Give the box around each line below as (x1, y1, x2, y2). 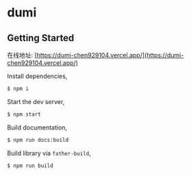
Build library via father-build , (7, 149, 91, 157)
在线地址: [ (7, 51, 38, 59)
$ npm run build (7, 162, 53, 169)
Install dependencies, (7, 72, 68, 80)
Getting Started (7, 32, 75, 44)
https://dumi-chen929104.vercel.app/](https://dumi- (36, 51, 184, 59)
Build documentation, (7, 123, 67, 131)
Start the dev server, (7, 97, 65, 105)
